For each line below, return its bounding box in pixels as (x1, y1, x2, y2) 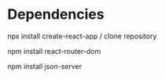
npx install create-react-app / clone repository (7, 31, 157, 41)
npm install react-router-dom (7, 46, 101, 56)
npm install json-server (7, 61, 82, 71)
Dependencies (7, 5, 104, 23)
